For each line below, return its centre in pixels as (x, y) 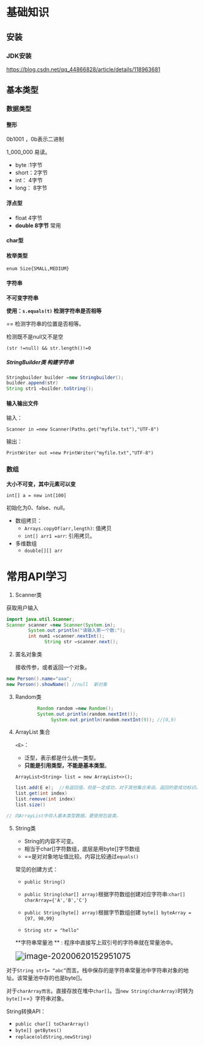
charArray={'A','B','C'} (56, 900)
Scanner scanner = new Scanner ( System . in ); (61, 625)
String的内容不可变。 (51, 841)
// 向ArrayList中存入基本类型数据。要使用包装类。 (63, 816)
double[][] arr (43, 551)
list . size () (30, 805)
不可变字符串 (22, 298)
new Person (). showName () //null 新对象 (57, 684)
